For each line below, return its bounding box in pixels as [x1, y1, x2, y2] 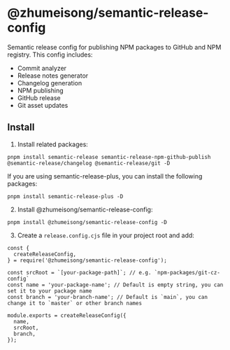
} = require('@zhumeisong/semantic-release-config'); [7, 257, 168, 264]
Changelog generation [17, 78, 82, 87]
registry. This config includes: [7, 50, 93, 59]
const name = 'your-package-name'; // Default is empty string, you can [7, 281, 224, 288]
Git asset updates [17, 101, 69, 109]
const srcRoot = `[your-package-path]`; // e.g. [7, 269, 152, 276]
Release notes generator [17, 71, 89, 80]
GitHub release [17, 93, 61, 102]
